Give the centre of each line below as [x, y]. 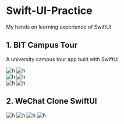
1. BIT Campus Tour [42, 45]
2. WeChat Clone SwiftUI [52, 101]
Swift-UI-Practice [49, 11]
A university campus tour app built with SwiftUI [62, 59]
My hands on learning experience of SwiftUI [59, 27]
